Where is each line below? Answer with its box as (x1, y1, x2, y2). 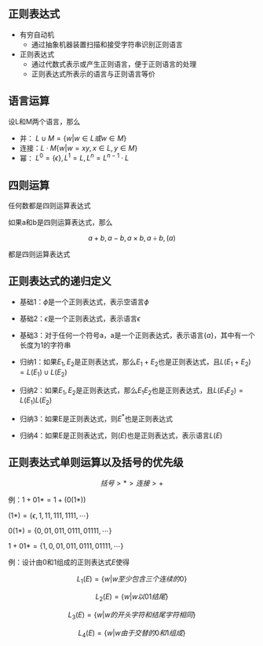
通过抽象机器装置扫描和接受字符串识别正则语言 (31, 39, 183, 49)
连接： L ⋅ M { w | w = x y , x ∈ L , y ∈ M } (19, 143, 138, 152)
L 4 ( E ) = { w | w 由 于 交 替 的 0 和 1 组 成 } (78, 628, 186, 639)
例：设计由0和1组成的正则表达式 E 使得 (8, 557, 130, 567)
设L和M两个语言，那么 (8, 116, 81, 126)
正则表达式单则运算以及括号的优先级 (8, 456, 184, 469)
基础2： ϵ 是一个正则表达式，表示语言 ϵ (19, 314, 141, 323)
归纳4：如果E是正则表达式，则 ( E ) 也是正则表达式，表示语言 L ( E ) (19, 431, 223, 440)
